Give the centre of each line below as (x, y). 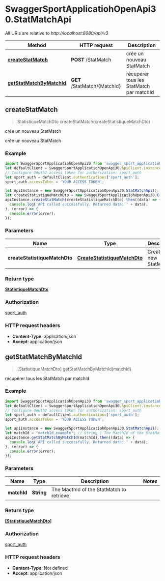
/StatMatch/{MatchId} (96, 86)
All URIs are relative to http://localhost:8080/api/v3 (57, 33)
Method (37, 45)
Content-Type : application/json (44, 336)
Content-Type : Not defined (40, 568)
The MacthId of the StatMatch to (89, 489)
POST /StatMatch (91, 59)
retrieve (60, 495)
